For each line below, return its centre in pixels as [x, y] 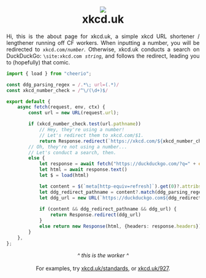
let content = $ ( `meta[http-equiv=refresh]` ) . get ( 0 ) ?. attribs [120, 186]
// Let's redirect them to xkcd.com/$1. [91, 135]
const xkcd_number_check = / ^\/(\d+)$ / [57, 90]
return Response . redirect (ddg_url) [95, 215]
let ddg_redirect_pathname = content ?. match [97, 192]
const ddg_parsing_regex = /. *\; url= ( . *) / [63, 85]
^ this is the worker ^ [103, 255]
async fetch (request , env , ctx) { [61, 107]
